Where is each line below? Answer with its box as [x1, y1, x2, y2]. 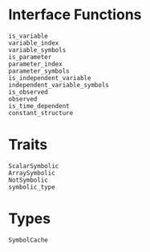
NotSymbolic [8, 176, 48, 184]
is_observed [8, 88, 48, 96]
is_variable [8, 32, 48, 40]
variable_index [8, 38, 59, 47]
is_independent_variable [8, 74, 91, 82]
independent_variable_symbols [8, 81, 110, 89]
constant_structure [8, 109, 74, 117]
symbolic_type [8, 182, 56, 191]
